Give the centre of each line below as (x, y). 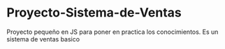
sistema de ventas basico (43, 39)
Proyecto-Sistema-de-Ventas (94, 13)
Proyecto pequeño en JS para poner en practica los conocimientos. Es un (112, 32)
